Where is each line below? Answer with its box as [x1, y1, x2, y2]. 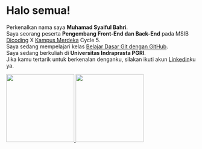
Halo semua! [6, 4, 71, 17]
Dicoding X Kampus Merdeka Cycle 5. [6, 36, 101, 43]
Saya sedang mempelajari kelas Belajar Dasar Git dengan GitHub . [6, 43, 168, 50]
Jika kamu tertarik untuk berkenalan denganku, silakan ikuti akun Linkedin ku [6, 55, 196, 63]
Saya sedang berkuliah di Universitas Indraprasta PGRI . [6, 49, 146, 56]
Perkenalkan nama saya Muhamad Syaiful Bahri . [6, 24, 128, 31]
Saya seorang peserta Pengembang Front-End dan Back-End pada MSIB [6, 30, 189, 37]
